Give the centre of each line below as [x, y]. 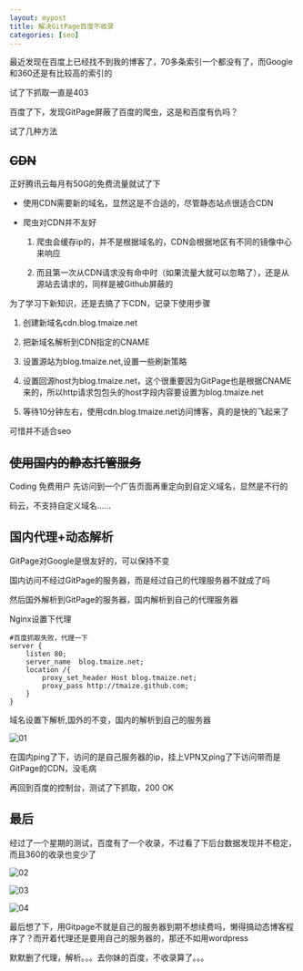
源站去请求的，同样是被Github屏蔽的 [105, 284]
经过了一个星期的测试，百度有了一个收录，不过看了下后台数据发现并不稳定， [153, 842]
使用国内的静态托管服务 [75, 463]
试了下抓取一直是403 [49, 93]
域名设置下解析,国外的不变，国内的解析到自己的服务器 [111, 719]
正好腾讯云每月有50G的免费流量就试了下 [85, 184]
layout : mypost [38, 18]
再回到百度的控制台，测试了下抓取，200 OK [92, 787]
